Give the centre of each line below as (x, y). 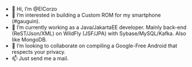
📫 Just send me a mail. (40, 58)
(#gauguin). (26, 21)
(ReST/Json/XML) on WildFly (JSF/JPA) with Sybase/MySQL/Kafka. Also (99, 33)
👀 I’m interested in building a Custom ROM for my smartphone (86, 15)
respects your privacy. (39, 52)
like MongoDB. (29, 40)
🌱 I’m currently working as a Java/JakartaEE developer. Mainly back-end (99, 27)
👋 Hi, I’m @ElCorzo (34, 9)
